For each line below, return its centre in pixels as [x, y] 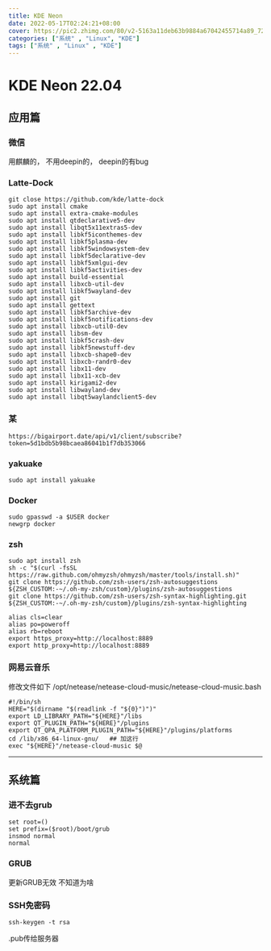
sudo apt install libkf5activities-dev [75, 270]
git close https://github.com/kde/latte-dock [86, 200]
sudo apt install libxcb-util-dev [67, 284]
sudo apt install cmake [48, 206]
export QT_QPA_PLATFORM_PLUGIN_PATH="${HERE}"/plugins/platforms [120, 730]
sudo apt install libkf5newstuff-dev [72, 348]
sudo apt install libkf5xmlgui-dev [68, 263]
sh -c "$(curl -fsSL [43, 568]
